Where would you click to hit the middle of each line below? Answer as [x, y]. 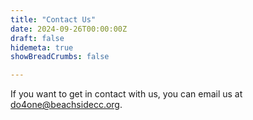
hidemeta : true [42, 47]
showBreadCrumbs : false [60, 57]
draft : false [37, 38]
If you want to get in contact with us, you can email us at [126, 94]
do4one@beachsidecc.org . [66, 105]
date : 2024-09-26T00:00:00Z [69, 29]
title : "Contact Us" [53, 19]
